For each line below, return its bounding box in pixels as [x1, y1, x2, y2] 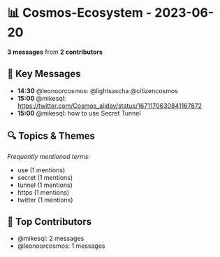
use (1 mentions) [17, 165, 66, 174]
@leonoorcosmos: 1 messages [17, 242, 106, 250]
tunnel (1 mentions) [17, 181, 73, 189]
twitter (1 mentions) [17, 195, 73, 204]
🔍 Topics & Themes [7, 130, 96, 142]
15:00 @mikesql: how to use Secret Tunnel [17, 109, 141, 117]
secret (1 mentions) [17, 173, 73, 181]
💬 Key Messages [7, 68, 82, 80]
